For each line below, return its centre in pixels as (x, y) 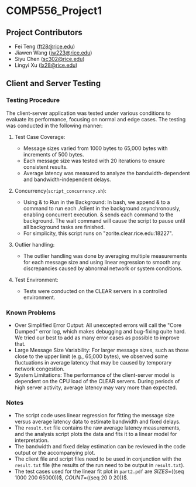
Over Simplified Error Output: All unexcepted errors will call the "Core (98, 325)
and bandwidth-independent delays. (67, 179)
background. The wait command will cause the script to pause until (104, 220)
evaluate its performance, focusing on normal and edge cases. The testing (96, 119)
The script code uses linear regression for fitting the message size (94, 416)
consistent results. (46, 167)
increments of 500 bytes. (54, 154)
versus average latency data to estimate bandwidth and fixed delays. (97, 422)
